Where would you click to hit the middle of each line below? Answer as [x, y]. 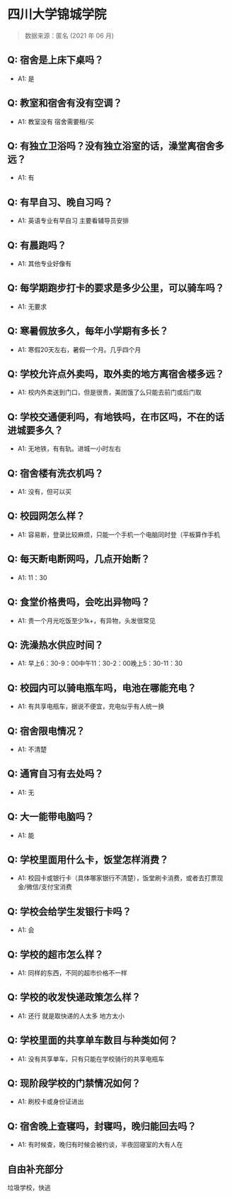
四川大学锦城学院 [57, 15]
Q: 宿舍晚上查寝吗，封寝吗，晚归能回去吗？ [102, 1126]
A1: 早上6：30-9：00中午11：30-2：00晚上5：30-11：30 [100, 664]
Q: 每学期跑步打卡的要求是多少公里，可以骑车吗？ [116, 288]
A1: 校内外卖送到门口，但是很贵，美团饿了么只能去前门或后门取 [109, 392]
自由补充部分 [35, 1169]
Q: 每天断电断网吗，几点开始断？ [79, 559]
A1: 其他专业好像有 [45, 264]
